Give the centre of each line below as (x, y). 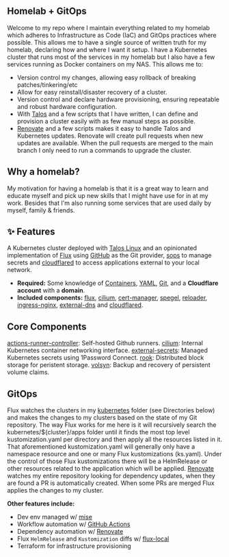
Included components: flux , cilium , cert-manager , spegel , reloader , (112, 298)
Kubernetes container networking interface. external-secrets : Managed (108, 350)
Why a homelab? (43, 172)
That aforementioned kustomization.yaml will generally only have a (101, 447)
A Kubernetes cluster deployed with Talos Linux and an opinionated (102, 248)
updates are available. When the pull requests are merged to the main (115, 143)
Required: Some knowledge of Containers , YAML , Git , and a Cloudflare (118, 283)
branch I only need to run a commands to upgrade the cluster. (104, 150)
